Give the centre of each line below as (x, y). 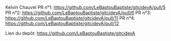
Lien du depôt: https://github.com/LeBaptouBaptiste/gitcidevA (70, 33)
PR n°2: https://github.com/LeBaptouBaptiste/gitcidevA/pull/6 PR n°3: (78, 13)
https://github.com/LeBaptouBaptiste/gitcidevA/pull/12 (62, 23)
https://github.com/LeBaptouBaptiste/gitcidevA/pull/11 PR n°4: (70, 18)
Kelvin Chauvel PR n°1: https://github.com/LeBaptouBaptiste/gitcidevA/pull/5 (85, 7)
